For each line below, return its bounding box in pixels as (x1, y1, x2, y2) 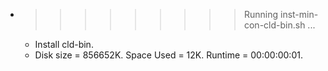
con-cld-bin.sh (243, 19, 306, 31)
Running (243, 9, 279, 20)
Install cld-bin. (34, 39, 94, 50)
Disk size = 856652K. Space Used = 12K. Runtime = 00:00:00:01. (34, 49, 303, 61)
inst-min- (279, 9, 319, 20)
